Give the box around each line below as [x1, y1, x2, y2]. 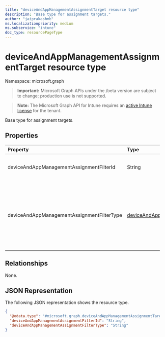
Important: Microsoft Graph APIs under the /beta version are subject [17, 87, 156, 94]
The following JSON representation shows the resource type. [5, 300, 129, 305]
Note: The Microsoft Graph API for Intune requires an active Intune [17, 102, 152, 108]
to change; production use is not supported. [17, 93, 107, 99]
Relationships [5, 259, 48, 268]
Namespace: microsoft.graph [5, 78, 64, 84]
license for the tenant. [17, 107, 62, 113]
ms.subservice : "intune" [5, 26, 56, 31]
